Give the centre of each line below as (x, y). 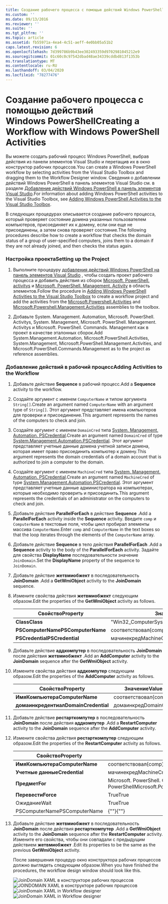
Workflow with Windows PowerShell (83, 132)
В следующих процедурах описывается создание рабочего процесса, (81, 214)
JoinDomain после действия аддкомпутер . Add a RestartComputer (85, 723)
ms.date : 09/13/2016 (27, 19)
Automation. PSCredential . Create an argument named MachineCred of (84, 477)
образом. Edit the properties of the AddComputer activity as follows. (84, 676)
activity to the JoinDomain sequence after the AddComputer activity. (84, 728)
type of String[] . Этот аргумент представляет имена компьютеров (84, 410)
